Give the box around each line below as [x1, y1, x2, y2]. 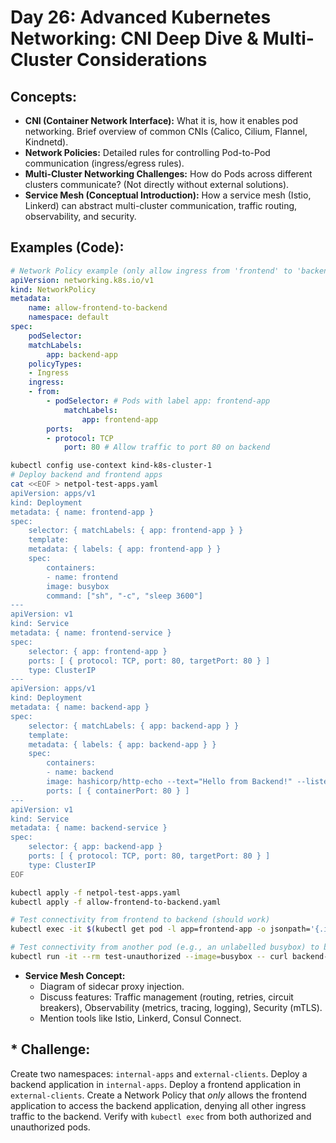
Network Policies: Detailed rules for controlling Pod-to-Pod [24, 147, 271, 158]
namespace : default [28, 312, 110, 323]
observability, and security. [24, 211, 137, 222]
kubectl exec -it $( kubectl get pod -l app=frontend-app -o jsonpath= [10, 924, 311, 935]
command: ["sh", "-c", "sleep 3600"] [46, 591, 203, 601]
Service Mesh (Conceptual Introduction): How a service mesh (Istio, [24, 189, 312, 201]
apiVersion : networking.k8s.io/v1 [10, 275, 155, 285]
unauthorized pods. [10, 1121, 91, 1133]
